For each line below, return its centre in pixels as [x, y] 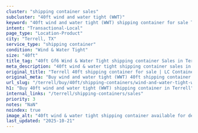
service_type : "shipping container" [51, 45]
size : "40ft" [22, 55]
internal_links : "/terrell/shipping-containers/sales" [75, 94]
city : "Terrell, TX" [32, 39]
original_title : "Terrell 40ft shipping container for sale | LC [88, 72]
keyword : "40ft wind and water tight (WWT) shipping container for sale [97, 22]
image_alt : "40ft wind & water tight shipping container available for [96, 115]
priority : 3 [21, 99]
